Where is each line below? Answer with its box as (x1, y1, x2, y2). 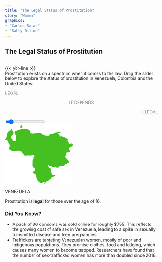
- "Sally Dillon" (5, 28, 40, 34)
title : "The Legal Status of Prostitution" (5, 8, 95, 13)
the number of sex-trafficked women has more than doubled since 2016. (12, 252, 157, 258)
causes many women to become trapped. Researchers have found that (12, 247, 154, 253)
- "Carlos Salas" (5, 23, 40, 28)
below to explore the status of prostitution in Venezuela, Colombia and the (5, 75, 153, 81)
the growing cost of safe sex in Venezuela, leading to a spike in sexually (12, 226, 156, 232)
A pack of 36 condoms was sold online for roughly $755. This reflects (12, 222, 152, 227)
